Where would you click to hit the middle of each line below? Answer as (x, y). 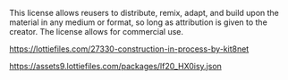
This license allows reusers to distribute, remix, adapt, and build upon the (144, 13)
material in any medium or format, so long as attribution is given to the (139, 22)
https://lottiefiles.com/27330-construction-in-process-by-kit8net (129, 49)
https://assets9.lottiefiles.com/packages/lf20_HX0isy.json (115, 66)
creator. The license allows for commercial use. (97, 32)
